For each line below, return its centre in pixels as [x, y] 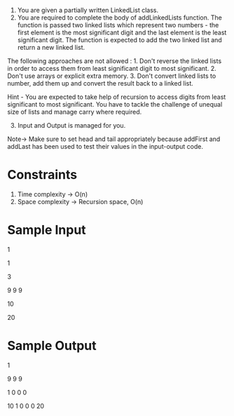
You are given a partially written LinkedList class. [88, 10]
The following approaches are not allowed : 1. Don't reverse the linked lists [115, 61]
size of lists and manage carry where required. [75, 112]
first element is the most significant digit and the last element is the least [122, 32]
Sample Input [47, 230]
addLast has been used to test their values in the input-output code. [105, 146]
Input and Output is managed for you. [71, 125]
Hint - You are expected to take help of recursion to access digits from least [117, 97]
